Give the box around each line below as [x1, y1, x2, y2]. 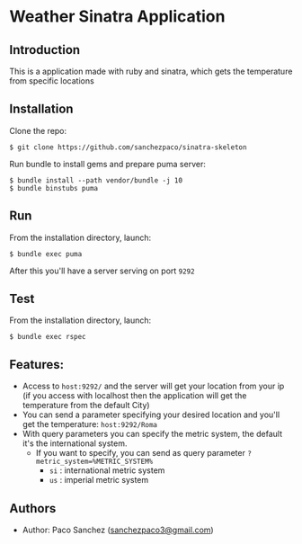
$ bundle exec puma [9, 249, 83, 258]
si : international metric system [49, 465, 165, 476]
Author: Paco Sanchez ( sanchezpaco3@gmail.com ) [22, 524, 214, 536]
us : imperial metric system [49, 475, 149, 486]
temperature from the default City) [22, 400, 150, 411]
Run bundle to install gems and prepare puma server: [9, 158, 207, 169]
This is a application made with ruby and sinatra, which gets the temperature [9, 66, 293, 76]
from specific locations [9, 76, 94, 86]
